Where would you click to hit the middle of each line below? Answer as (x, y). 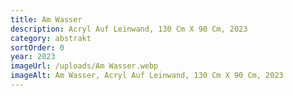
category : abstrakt (51, 38)
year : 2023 (33, 57)
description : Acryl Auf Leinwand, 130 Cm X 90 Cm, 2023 (129, 29)
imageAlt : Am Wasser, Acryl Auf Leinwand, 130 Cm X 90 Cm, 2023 (147, 76)
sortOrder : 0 (37, 47)
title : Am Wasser (46, 19)
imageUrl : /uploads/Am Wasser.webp (84, 66)
